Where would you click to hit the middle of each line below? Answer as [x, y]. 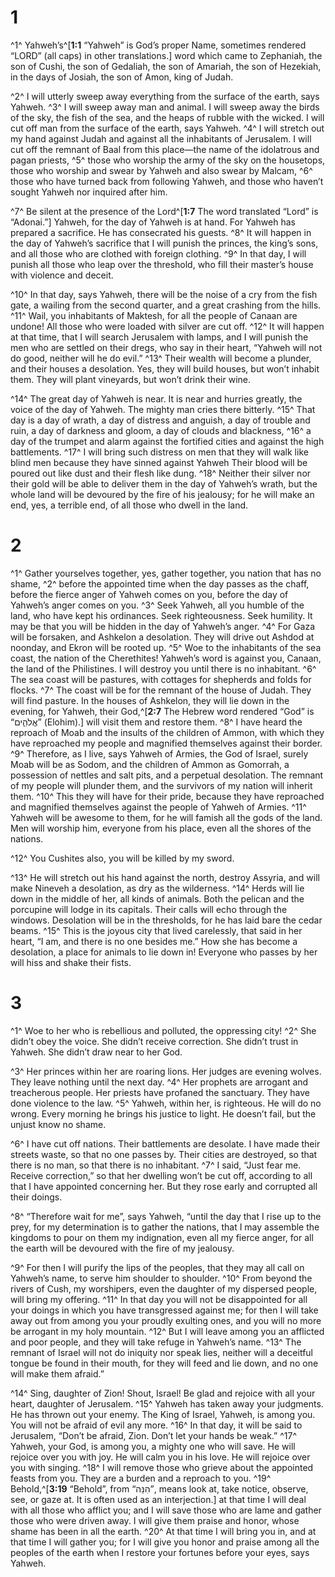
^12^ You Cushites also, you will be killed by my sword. [122, 858]
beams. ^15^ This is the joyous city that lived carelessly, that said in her [156, 930]
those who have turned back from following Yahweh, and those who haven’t [167, 181]
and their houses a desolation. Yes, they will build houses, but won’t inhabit [165, 368]
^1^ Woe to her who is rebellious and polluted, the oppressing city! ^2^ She [163, 1030]
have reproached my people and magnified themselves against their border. [166, 743]
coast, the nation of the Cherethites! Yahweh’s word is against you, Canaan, [166, 658]
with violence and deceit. [62, 275]
